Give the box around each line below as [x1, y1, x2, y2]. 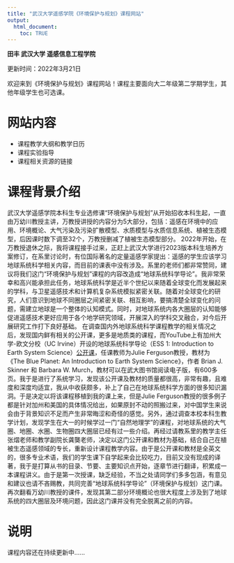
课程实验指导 [17, 148, 54, 157]
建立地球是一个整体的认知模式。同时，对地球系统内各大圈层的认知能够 [25, 305, 227, 313]
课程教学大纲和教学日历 [17, 140, 85, 148]
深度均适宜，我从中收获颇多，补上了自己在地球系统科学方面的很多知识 [19, 383, 221, 392]
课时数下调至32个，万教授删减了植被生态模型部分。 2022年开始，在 [31, 235, 227, 243]
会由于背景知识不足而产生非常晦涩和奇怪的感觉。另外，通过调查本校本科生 [7, 409, 221, 418]
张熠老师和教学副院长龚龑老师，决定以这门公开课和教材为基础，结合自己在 [7, 436, 221, 444]
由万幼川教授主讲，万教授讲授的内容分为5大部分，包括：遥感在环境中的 [7, 217, 212, 226]
